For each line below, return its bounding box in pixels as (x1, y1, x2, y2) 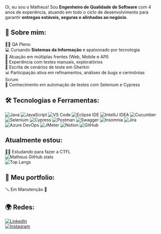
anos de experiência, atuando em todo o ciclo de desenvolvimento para (5, 9, 149, 15)
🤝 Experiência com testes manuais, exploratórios (5, 59, 103, 65)
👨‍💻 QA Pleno (5, 41, 31, 47)
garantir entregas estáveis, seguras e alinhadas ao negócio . (5, 15, 128, 20)
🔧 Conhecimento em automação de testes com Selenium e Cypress (5, 82, 140, 87)
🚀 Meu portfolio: (5, 173, 55, 182)
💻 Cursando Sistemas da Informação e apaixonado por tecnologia (5, 47, 140, 52)
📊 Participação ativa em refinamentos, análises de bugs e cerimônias (5, 69, 145, 75)
